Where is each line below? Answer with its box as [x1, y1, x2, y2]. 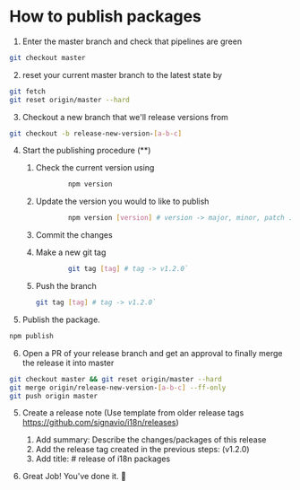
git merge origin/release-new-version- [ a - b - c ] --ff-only [9, 383, 227, 392]
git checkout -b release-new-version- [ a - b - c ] [9, 128, 182, 138]
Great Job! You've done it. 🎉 [21, 471, 127, 482]
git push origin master [9, 391, 99, 400]
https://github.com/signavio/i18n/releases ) [21, 417, 179, 428]
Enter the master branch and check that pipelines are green [21, 36, 243, 47]
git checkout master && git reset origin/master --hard [9, 374, 222, 383]
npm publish [9, 331, 54, 340]
